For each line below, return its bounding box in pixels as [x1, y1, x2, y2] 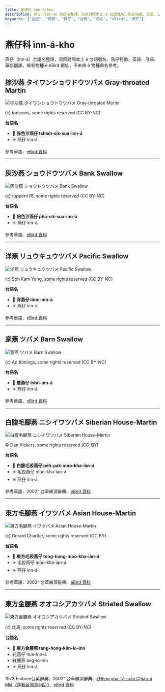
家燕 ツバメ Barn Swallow [5, 335, 83, 344]
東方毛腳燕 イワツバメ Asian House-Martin [5, 509, 136, 517]
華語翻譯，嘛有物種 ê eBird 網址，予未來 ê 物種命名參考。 [5, 63, 122, 68]
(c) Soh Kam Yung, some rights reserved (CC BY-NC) [5, 276, 113, 282]
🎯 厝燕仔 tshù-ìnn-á [12, 380, 53, 386]
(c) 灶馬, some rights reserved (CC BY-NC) [5, 624, 92, 630]
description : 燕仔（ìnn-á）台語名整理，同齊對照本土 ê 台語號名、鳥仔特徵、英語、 [5, 12, 158, 17]
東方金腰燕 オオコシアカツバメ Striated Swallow [5, 599, 151, 608]
